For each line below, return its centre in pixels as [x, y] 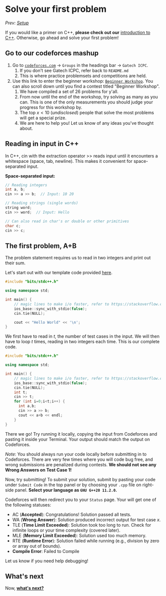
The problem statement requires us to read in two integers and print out [78, 258]
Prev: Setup [17, 23]
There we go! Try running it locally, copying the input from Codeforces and [81, 434]
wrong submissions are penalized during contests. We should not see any [81, 464]
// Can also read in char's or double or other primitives [67, 221]
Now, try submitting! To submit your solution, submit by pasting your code [80, 479]
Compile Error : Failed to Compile [46, 551]
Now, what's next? [24, 588]
